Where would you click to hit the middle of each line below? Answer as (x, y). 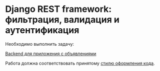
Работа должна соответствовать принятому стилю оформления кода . (80, 63)
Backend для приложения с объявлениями (51, 54)
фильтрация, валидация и (62, 20)
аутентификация (42, 30)
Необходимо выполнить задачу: (39, 44)
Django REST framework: (58, 9)
